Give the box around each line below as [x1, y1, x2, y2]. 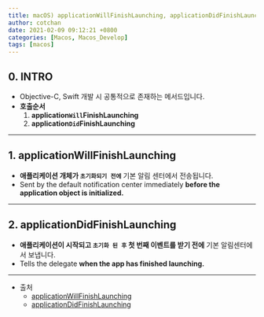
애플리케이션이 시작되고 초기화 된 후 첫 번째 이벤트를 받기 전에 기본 [19, 240, 220, 249]
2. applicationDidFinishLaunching [8, 218, 177, 232]
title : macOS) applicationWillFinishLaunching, [8, 11, 167, 20]
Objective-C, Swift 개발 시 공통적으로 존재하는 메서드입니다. [19, 91, 205, 101]
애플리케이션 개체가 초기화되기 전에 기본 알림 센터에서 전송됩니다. [19, 171, 214, 180]
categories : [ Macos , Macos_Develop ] [8, 33, 128, 42]
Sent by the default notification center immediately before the [19, 179, 220, 189]
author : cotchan [8, 19, 61, 27]
